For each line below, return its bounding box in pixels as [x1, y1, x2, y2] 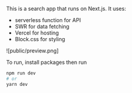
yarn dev [6, 81, 28, 87]
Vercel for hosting [14, 29, 59, 36]
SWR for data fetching [14, 23, 70, 30]
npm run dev [6, 70, 36, 76]
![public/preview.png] [6, 47, 59, 54]
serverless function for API [14, 17, 81, 23]
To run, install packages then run [6, 59, 87, 66]
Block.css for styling [14, 36, 66, 42]
